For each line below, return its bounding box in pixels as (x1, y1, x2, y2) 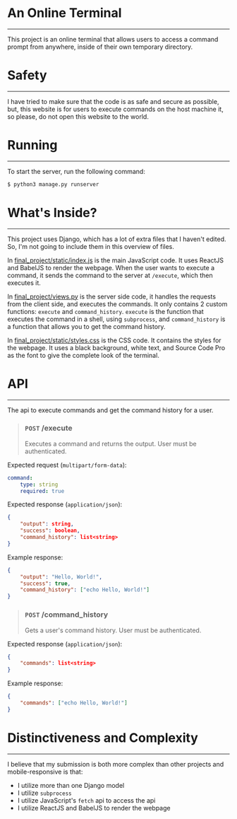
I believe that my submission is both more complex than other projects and (7, 760, 224, 768)
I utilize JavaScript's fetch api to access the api (17, 796, 156, 804)
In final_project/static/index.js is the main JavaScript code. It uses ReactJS (7, 256, 224, 265)
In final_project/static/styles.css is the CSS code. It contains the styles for (7, 336, 221, 344)
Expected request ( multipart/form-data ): (7, 460, 127, 469)
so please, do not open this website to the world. (7, 112, 150, 121)
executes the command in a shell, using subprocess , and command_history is (7, 315, 226, 323)
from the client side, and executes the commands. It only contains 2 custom (7, 299, 228, 308)
